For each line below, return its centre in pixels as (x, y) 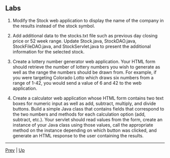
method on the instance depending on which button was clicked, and (84, 130)
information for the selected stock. (49, 51)
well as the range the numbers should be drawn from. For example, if (84, 72)
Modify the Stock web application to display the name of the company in (88, 20)
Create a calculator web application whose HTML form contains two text (88, 98)
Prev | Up (15, 150)
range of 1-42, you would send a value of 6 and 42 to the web (77, 83)
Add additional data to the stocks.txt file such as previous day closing (85, 35)
